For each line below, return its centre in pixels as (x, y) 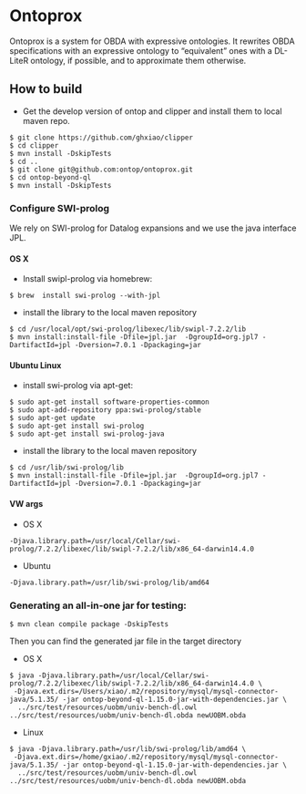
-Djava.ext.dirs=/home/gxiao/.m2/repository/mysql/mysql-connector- (146, 757)
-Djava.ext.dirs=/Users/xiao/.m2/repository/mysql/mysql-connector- (146, 691)
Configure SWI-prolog (60, 208)
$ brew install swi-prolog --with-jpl (85, 296)
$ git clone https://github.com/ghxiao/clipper (102, 138)
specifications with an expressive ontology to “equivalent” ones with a (141, 50)
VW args (26, 504)
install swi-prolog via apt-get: (78, 386)
